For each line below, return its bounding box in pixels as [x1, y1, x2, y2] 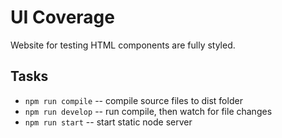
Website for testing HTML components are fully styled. [10, 39, 236, 51]
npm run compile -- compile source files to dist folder [24, 94, 243, 106]
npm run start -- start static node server [24, 116, 193, 128]
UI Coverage [10, 6, 115, 29]
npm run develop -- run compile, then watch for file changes [24, 105, 273, 117]
